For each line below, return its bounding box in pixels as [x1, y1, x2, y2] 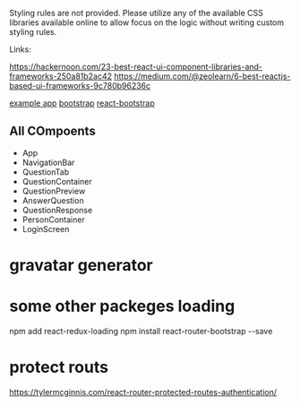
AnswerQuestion [21, 194, 84, 205]
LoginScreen [21, 223, 70, 234]
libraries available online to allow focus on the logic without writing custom [9, 17, 285, 28]
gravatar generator [9, 255, 154, 275]
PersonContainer [21, 214, 85, 225]
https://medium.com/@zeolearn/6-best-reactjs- [114, 71, 291, 82]
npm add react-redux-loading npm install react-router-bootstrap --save [9, 325, 273, 336]
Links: [9, 44, 31, 55]
